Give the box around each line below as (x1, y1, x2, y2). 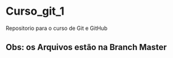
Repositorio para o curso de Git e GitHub (5, 24, 108, 32)
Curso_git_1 (5, 4, 65, 18)
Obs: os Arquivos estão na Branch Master (5, 42, 167, 53)
